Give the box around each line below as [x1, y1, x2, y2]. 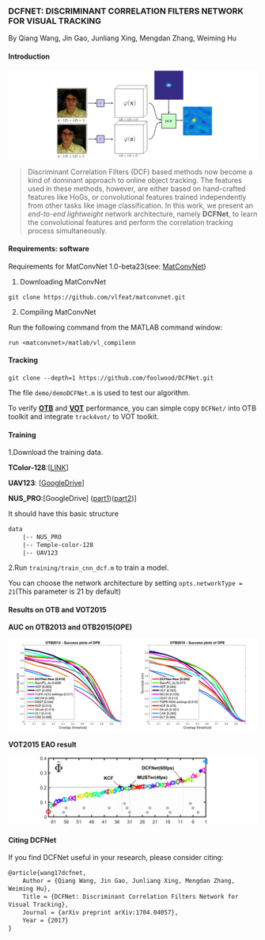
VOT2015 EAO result [8, 739, 77, 749]
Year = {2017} [22, 917, 69, 925]
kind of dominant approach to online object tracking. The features [27, 175, 243, 185]
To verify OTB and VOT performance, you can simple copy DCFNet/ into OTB [8, 403, 257, 413]
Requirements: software [8, 244, 89, 254]
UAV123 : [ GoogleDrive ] [8, 478, 85, 488]
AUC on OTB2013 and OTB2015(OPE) [8, 622, 133, 632]
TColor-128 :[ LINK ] [8, 463, 69, 472]
